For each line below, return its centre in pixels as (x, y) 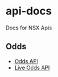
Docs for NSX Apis (29, 28)
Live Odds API (32, 67)
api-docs (29, 11)
